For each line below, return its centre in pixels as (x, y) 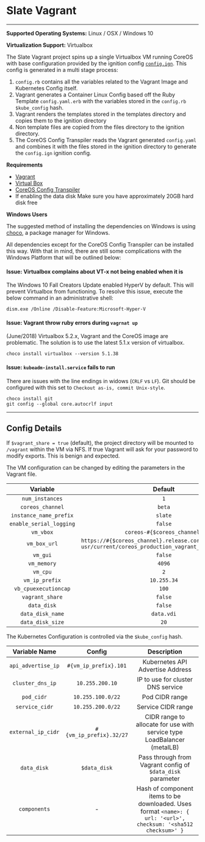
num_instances (42, 499)
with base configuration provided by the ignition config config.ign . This (97, 63)
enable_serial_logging (42, 524)
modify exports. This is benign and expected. (63, 456)
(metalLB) (165, 747)
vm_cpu (42, 572)
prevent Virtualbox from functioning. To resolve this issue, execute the (95, 292)
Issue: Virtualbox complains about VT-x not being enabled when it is (95, 272)
